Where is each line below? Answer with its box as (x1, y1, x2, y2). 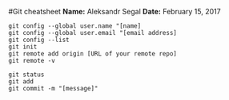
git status (8, 71, 45, 79)
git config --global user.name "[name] (8, 22, 142, 30)
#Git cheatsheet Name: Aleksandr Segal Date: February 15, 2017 (8, 7, 222, 16)
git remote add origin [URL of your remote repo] (8, 50, 178, 58)
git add (8, 78, 34, 86)
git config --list (8, 36, 70, 44)
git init (8, 43, 38, 51)
